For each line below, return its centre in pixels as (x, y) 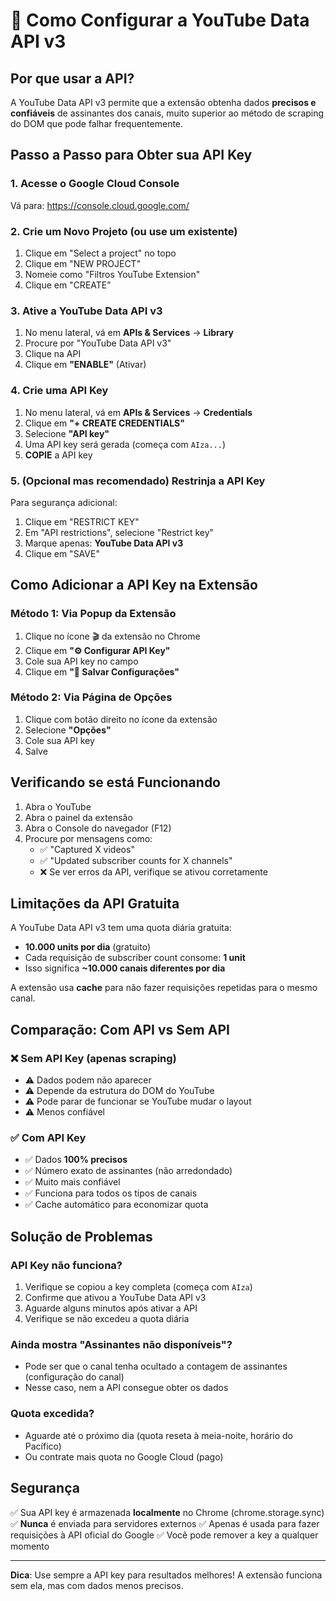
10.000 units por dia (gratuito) (87, 947)
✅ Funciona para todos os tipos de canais (111, 1193)
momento (30, 1546)
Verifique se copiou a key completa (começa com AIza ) (138, 1287)
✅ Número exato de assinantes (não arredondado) (128, 1171)
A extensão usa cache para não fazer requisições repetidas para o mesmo (164, 988)
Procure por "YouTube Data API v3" (98, 343)
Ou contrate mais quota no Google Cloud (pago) (124, 1456)
